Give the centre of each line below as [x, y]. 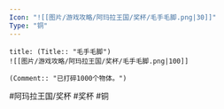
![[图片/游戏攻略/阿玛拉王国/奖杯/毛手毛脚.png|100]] [99, 61]
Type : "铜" [29, 26]
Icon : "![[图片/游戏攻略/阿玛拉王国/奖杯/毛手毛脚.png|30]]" [113, 17]
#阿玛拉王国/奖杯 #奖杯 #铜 [59, 96]
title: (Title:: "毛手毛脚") [60, 51]
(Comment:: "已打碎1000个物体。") [68, 78]
